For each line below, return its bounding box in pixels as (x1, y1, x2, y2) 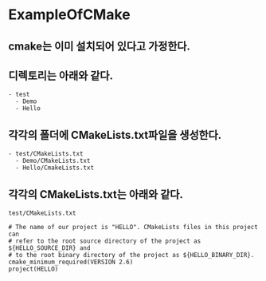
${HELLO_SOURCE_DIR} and (8, 244, 91, 252)
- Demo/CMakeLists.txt (15, 157, 91, 165)
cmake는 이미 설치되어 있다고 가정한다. (8, 39, 191, 53)
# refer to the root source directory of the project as (8, 237, 201, 245)
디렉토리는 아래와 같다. (8, 69, 114, 82)
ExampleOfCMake (8, 6, 131, 24)
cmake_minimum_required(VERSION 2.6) (8, 258, 134, 267)
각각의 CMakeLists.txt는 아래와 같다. (8, 188, 183, 201)
